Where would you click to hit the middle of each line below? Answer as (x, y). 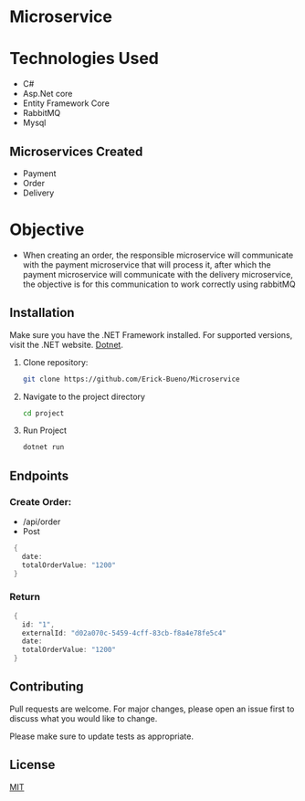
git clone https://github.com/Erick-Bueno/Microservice (131, 379)
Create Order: (41, 501)
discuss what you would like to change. (84, 718)
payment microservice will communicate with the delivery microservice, (158, 274)
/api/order (42, 522)
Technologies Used (84, 59)
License (32, 765)
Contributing (47, 687)
